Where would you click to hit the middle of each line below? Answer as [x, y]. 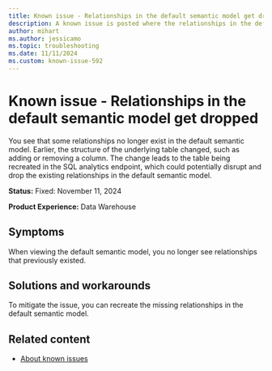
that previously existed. [47, 260]
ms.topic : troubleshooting [54, 46]
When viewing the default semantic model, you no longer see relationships [133, 251]
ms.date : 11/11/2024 [43, 53]
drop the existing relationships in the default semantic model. [110, 175]
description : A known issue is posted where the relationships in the [130, 23]
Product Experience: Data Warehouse [72, 207]
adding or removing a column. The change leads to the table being [119, 158]
